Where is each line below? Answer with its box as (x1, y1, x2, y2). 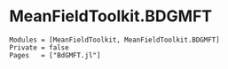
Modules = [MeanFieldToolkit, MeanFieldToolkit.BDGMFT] (9, 35, 220, 44)
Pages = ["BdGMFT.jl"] (9, 50, 101, 59)
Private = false (9, 42, 69, 52)
